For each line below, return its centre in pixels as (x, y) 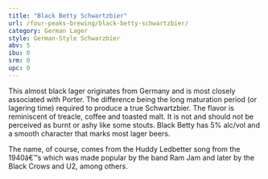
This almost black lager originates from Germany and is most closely (122, 91)
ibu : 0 (19, 53)
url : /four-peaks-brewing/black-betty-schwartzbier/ (99, 23)
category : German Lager (48, 31)
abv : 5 (19, 46)
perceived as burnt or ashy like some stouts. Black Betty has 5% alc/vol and (134, 124)
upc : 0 (19, 68)
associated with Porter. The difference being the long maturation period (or (133, 99)
